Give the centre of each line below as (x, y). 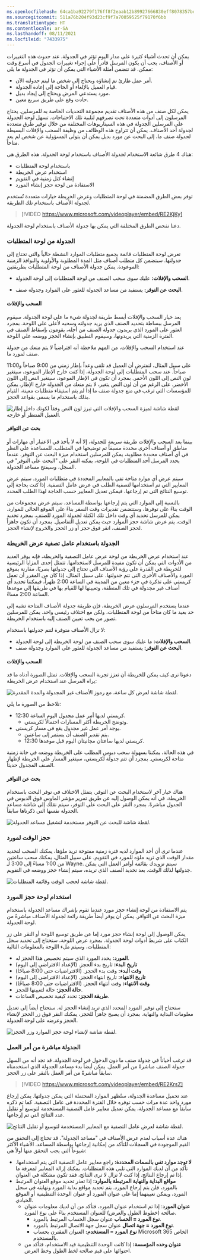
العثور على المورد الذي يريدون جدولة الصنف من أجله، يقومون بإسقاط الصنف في (95, 329)
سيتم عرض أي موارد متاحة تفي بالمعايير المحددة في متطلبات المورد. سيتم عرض (95, 478)
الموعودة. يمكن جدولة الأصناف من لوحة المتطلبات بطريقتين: (73, 267)
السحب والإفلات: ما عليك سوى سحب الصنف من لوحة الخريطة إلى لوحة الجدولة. (103, 641)
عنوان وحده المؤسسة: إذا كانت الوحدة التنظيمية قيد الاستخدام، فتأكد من (103, 1245)
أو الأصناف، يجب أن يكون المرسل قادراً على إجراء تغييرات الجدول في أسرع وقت (95, 63)
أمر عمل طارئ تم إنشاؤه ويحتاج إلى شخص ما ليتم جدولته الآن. (84, 80)
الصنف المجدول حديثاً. (31, 765)
